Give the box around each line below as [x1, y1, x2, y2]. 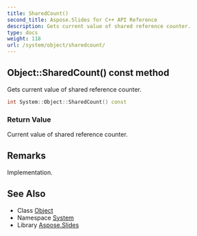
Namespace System [16, 213, 74, 222]
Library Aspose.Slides [16, 220, 79, 229]
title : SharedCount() [7, 10, 69, 17]
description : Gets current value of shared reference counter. [7, 23, 192, 29]
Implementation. [7, 168, 53, 176]
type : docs [7, 29, 38, 36]
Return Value [7, 114, 51, 124]
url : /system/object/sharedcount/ [7, 42, 106, 49]
